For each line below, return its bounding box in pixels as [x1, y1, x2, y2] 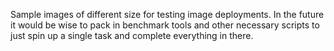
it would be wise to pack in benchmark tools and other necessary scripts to [10, 19, 320, 31]
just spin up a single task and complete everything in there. [10, 30, 254, 41]
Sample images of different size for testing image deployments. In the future [10, 9, 325, 20]
